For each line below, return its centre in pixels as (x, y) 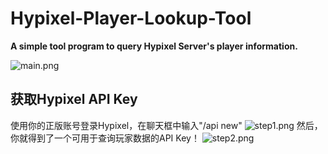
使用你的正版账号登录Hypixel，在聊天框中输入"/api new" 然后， (166, 125)
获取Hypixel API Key (74, 99)
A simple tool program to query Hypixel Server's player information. (154, 46)
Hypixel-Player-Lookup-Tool (131, 18)
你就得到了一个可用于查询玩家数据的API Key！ (105, 138)
